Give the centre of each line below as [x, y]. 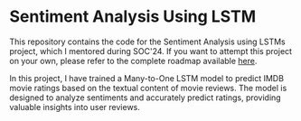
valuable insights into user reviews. [75, 107]
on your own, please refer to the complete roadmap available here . [133, 60]
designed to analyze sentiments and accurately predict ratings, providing [146, 98]
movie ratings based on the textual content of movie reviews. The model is [148, 88]
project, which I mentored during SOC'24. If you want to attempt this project [150, 51]
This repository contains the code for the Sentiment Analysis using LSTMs [148, 42]
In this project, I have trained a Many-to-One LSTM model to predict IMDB [147, 78]
